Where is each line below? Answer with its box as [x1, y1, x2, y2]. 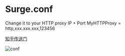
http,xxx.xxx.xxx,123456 [5, 25, 55, 31]
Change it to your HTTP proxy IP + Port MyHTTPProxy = [5, 20, 121, 26]
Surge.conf [5, 3, 53, 15]
